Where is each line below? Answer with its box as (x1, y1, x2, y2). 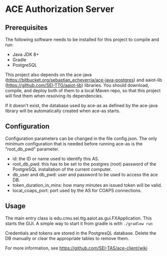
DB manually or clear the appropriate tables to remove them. (5, 235, 130, 241)
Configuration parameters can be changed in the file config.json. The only (5, 135, 158, 141)
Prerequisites (5, 23, 48, 32)
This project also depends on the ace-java (5, 72, 92, 78)
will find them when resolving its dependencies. (5, 93, 103, 99)
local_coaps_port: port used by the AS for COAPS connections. (12, 187, 142, 193)
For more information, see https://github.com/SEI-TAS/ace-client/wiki (5, 245, 148, 251)
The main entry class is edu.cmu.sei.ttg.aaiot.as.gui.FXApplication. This (5, 215, 152, 221)
